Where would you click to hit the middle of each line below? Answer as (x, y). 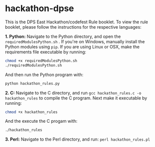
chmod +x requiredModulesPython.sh (41, 61)
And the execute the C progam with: (41, 121)
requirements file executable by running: (46, 52)
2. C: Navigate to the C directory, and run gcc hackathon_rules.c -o (73, 93)
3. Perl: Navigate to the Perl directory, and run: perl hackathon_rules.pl (77, 139)
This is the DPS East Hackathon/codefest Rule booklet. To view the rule (77, 22)
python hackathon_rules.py (32, 83)
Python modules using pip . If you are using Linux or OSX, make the (72, 47)
